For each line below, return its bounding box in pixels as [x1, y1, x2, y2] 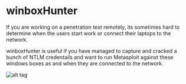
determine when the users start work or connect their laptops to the [6, 29, 171, 36]
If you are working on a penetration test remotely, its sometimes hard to [6, 23, 180, 31]
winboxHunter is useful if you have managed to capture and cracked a [6, 47, 177, 54]
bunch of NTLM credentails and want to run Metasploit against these [6, 53, 174, 61]
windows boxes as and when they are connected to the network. [6, 60, 164, 67]
